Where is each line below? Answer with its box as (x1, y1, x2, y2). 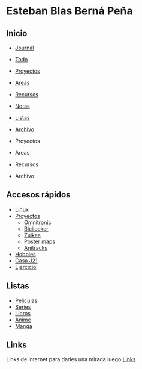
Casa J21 (14, 257, 38, 264)
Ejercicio (14, 263, 37, 270)
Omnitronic (23, 219, 52, 226)
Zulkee (23, 231, 41, 238)
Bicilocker (23, 225, 49, 232)
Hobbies (14, 250, 36, 258)
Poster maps (23, 238, 56, 245)
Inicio (6, 28, 28, 39)
